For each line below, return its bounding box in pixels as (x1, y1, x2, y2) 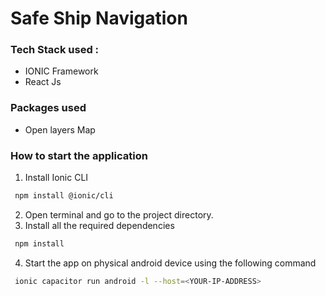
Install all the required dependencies (24, 219, 175, 231)
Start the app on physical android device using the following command (24, 257, 317, 269)
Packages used (10, 101, 87, 115)
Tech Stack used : (10, 43, 100, 57)
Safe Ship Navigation (10, 7, 188, 30)
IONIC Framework (24, 65, 99, 77)
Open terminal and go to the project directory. (24, 208, 214, 221)
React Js (24, 76, 62, 88)
